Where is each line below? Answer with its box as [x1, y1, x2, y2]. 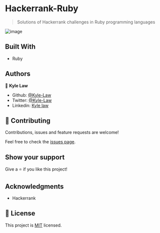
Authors [5, 70, 31, 78]
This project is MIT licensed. [5, 222, 62, 228]
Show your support [5, 153, 65, 161]
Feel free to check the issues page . [5, 139, 76, 145]
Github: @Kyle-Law [12, 92, 51, 98]
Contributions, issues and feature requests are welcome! [5, 130, 119, 136]
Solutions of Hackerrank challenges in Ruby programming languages [17, 19, 155, 25]
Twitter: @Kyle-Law [12, 97, 52, 103]
